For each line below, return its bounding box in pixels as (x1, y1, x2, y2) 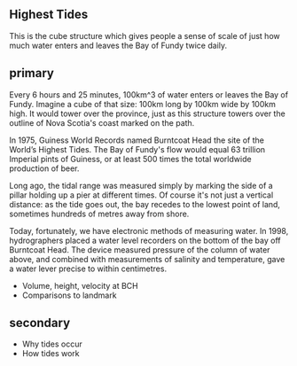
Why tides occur (21, 339, 82, 349)
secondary (9, 315, 71, 331)
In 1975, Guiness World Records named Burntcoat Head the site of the (9, 135, 264, 145)
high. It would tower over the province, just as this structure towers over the (9, 108, 285, 119)
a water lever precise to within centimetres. (9, 263, 167, 274)
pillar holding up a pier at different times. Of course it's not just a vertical (9, 190, 274, 200)
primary (9, 66, 55, 81)
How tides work (21, 348, 80, 359)
